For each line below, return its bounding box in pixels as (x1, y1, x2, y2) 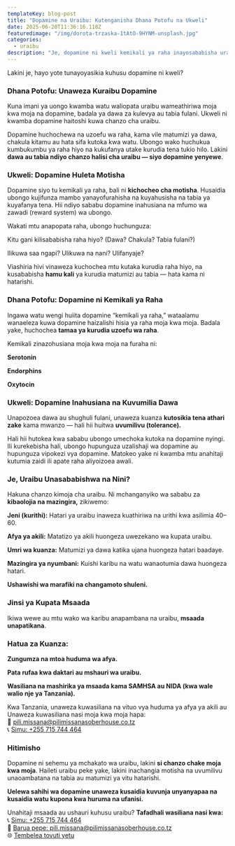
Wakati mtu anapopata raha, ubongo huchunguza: (7, 222, 152, 230)
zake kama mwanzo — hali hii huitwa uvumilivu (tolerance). (7, 421, 182, 429)
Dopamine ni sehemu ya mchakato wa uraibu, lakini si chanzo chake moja (7, 759, 222, 768)
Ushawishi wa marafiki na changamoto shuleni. (7, 581, 148, 589)
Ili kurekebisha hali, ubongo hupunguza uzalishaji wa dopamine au (7, 442, 198, 450)
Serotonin (7, 353, 37, 361)
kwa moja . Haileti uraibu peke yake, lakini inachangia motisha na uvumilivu (7, 766, 222, 775)
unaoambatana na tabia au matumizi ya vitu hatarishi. (7, 774, 161, 782)
